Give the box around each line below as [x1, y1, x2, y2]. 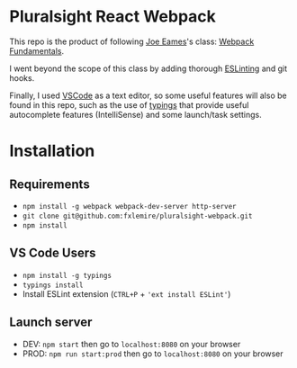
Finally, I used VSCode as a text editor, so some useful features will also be [9, 90, 287, 101]
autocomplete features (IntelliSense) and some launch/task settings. [9, 109, 263, 120]
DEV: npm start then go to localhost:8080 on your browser [22, 338, 241, 349]
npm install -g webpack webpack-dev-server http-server [22, 202, 237, 211]
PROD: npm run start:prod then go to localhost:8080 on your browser [22, 348, 283, 359]
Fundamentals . [9, 45, 65, 56]
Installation [9, 141, 95, 161]
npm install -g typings [22, 271, 112, 280]
